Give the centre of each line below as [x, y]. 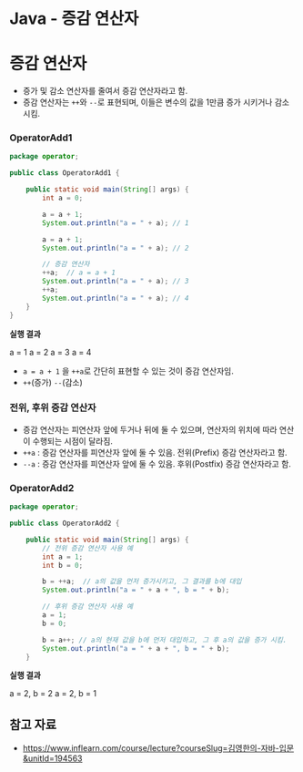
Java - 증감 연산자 [74, 19]
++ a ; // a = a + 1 [79, 273]
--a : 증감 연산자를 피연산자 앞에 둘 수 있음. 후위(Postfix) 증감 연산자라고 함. [157, 463]
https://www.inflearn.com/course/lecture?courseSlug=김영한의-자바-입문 [158, 748]
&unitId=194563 [52, 758]
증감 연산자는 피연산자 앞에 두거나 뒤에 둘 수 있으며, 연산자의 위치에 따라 [150, 429]
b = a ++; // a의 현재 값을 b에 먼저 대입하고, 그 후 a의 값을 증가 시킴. [165, 640]
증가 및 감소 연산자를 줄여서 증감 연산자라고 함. [105, 91]
